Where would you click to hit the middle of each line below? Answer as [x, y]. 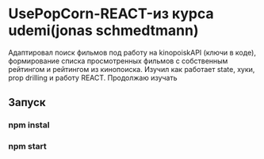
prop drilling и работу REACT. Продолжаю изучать [93, 78]
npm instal [29, 125]
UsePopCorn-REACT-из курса [111, 14]
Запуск [27, 102]
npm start [28, 146]
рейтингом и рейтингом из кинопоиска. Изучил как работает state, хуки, [132, 69]
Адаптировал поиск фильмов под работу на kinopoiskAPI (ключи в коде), [132, 52]
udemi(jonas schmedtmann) [103, 30]
